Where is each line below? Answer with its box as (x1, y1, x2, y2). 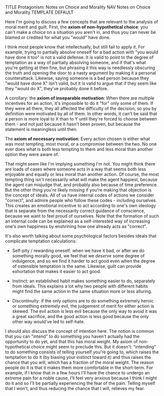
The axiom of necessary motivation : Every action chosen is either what (5, 136, 150, 142)
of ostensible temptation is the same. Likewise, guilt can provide (12, 263, 142, 269)
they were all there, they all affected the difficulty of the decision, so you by (5, 105, 157, 111)
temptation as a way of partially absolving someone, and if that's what (5, 60, 146, 65)
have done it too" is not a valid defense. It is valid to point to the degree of (5, 54, 154, 60)
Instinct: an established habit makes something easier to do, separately (12, 278, 155, 284)
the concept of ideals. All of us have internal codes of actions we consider (5, 192, 155, 198)
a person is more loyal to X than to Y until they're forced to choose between (5, 116, 157, 122)
